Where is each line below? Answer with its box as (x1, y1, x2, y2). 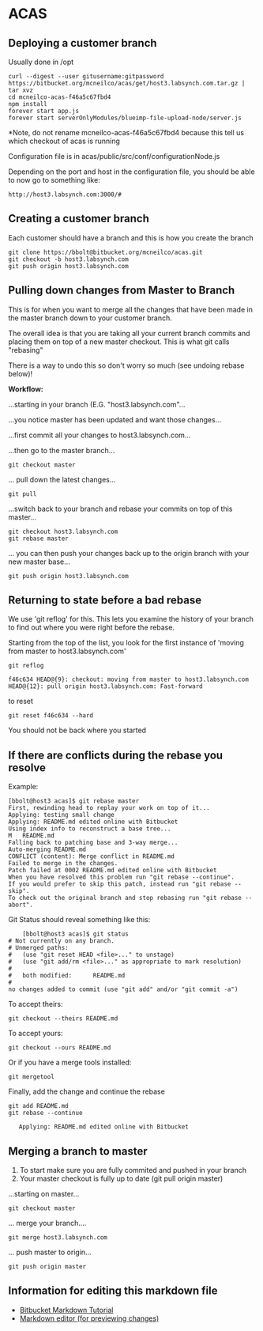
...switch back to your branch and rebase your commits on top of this (8, 504, 233, 513)
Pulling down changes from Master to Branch (8, 284, 235, 297)
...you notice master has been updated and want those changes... (8, 414, 222, 424)
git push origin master (8, 1263, 87, 1271)
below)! (8, 369, 33, 378)
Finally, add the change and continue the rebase (8, 1087, 166, 1096)
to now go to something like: (8, 176, 100, 184)
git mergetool (8, 1073, 55, 1081)
